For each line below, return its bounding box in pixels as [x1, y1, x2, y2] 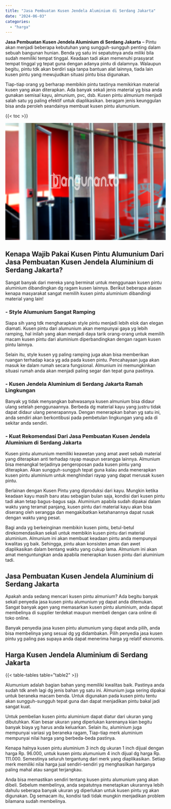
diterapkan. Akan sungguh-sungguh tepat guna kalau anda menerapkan [5, 467, 156, 473]
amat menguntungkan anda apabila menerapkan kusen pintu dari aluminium [5, 552, 164, 558]
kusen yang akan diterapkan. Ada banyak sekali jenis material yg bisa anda [5, 87, 162, 93]
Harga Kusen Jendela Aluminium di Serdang [5, 650, 148, 659]
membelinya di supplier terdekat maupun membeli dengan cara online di [5, 610, 157, 616]
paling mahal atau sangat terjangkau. [5, 767, 83, 773]
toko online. [5, 615, 30, 621]
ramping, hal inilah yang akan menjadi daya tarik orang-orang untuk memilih [5, 330, 165, 336]
